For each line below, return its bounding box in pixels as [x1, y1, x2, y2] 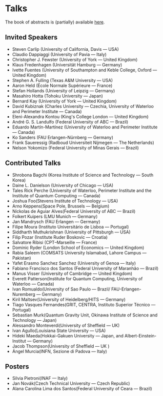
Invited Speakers [5, 33, 58, 42]
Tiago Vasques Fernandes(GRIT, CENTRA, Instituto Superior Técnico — [12, 301, 156, 308]
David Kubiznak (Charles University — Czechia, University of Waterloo [12, 103, 154, 109]
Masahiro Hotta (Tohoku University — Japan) [12, 93, 103, 99]
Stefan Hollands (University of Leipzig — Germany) [12, 87, 115, 93]
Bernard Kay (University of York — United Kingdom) [12, 98, 117, 104]
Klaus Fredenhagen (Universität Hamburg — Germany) [12, 62, 122, 67]
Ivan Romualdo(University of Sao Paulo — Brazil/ [12, 286, 111, 292]
